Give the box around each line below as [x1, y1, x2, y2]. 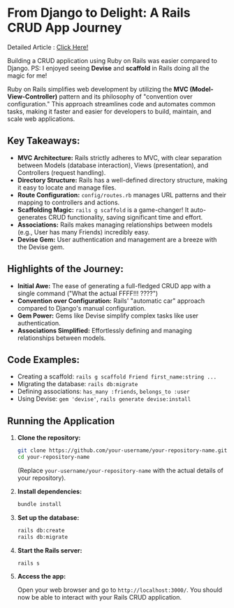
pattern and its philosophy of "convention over [59, 92, 193, 101]
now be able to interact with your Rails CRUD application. [17, 593, 182, 602]
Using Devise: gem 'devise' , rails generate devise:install [17, 395, 191, 403]
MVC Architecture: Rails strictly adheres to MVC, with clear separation [17, 153, 222, 162]
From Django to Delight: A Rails [7, 5, 191, 21]
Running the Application [7, 415, 115, 427]
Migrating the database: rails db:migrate [17, 380, 138, 388]
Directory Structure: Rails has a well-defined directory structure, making [17, 176, 228, 184]
